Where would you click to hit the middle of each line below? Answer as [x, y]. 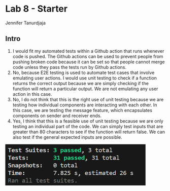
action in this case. [32, 94]
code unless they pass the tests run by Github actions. [70, 67]
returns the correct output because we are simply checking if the [80, 83]
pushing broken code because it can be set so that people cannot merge [89, 62]
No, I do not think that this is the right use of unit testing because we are [88, 99]
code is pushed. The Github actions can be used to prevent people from [88, 56]
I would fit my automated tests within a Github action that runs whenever [88, 51]
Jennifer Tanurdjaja [25, 23]
